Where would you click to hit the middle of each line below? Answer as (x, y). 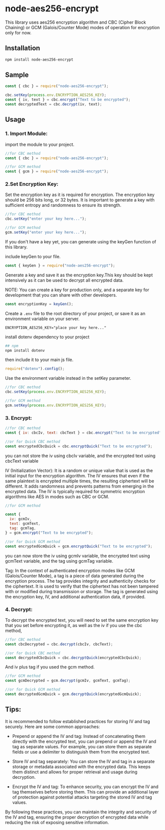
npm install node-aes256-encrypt (39, 60)
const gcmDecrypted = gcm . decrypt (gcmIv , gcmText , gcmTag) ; (68, 681)
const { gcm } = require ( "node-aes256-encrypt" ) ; (57, 171)
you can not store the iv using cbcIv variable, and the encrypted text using (80, 456)
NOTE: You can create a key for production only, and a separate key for (77, 290)
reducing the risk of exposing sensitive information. (57, 822)
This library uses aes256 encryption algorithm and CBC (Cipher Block (76, 22)
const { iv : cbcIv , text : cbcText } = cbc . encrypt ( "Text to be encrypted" (83, 432)
